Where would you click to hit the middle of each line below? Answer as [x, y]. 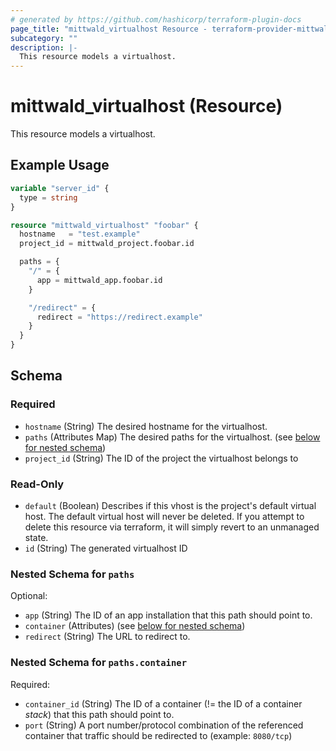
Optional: [29, 596]
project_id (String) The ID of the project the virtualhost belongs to [161, 458]
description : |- [44, 47]
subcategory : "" [44, 38]
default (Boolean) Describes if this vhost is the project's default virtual [170, 505]
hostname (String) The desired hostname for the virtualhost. [146, 426]
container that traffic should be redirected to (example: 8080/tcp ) [158, 735]
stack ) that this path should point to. [99, 714]
